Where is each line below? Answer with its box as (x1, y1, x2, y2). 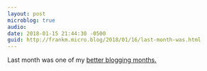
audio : (7, 23, 27, 30)
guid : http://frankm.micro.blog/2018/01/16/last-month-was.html (7, 37, 201, 44)
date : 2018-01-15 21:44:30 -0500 (7, 30, 106, 37)
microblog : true (7, 17, 55, 24)
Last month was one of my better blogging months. (7, 56, 157, 64)
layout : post (7, 10, 46, 18)
